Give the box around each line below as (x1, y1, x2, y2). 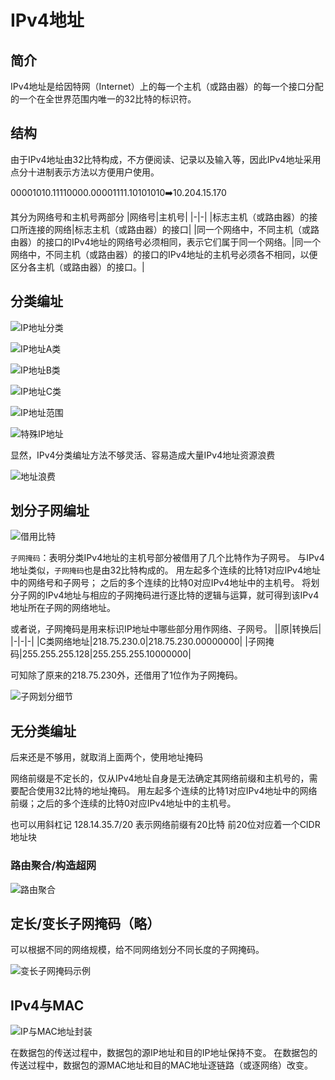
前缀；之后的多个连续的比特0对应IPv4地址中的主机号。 (10, 797, 237, 810)
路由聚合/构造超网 (10, 859, 97, 873)
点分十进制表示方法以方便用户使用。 (10, 166, 160, 178)
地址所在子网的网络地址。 (10, 602, 116, 614)
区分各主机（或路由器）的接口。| (10, 261, 145, 273)
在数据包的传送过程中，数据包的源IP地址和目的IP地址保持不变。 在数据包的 (10, 1047, 318, 1059)
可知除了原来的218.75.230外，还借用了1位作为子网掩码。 (10, 669, 243, 681)
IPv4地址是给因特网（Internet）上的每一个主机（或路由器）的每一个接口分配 (10, 81, 324, 92)
